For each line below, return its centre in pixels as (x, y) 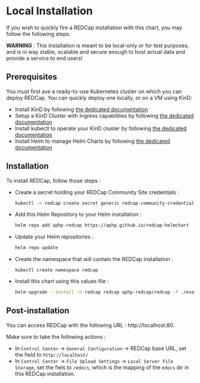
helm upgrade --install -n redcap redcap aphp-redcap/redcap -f (96, 292)
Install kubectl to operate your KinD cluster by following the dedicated (101, 128)
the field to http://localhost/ (51, 354)
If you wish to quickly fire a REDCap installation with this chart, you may (94, 27)
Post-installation (38, 311)
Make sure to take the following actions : (56, 336)
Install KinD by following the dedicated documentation (81, 109)
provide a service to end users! (44, 58)
